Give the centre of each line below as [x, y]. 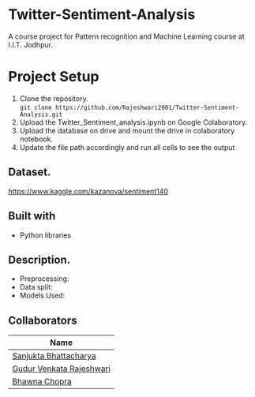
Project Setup [54, 77]
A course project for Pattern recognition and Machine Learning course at [126, 36]
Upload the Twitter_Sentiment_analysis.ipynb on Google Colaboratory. [133, 122]
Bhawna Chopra [42, 382]
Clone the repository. [54, 98]
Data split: [36, 287]
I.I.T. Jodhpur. [31, 44]
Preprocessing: [44, 279]
